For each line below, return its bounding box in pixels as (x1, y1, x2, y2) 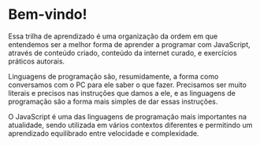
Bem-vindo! (8, 5, 87, 24)
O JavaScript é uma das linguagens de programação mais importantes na (8, 111, 247, 121)
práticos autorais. (8, 57, 65, 66)
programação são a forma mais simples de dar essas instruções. (8, 97, 218, 106)
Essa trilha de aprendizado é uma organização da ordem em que (8, 31, 218, 41)
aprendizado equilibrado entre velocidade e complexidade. (8, 128, 199, 138)
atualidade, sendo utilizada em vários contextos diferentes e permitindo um (8, 120, 253, 130)
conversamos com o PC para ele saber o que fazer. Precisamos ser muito (8, 80, 247, 89)
